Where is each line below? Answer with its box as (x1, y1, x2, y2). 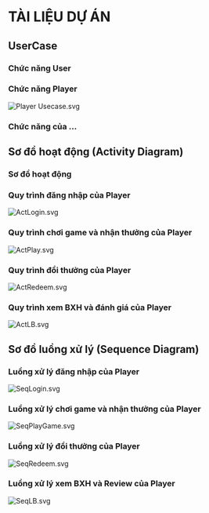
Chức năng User (8, 63, 72, 74)
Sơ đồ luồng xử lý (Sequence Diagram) (8, 342, 200, 356)
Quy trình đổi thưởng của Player (8, 264, 132, 275)
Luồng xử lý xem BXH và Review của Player (8, 478, 176, 489)
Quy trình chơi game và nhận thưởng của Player (8, 227, 193, 238)
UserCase (8, 39, 58, 53)
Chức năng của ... (8, 121, 77, 132)
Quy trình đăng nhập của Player (8, 189, 131, 200)
